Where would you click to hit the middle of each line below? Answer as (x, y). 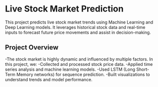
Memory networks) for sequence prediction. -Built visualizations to (83, 74)
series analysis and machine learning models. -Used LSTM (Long (70, 69)
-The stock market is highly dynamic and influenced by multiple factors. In (79, 59)
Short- (143, 69)
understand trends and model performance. (49, 79)
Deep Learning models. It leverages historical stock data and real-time (75, 27)
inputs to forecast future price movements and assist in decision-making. (78, 32)
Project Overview (32, 47)
